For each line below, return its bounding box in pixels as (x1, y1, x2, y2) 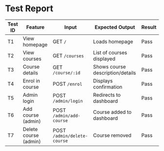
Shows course (93, 63, 126, 70)
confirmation (93, 83, 123, 90)
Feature (26, 24, 45, 30)
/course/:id (53, 70, 81, 75)
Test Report (5, 3, 54, 14)
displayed (93, 55, 116, 62)
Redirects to (93, 91, 121, 98)
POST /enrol (53, 80, 82, 87)
